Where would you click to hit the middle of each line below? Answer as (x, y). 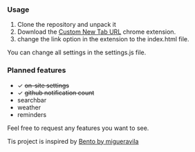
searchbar (32, 100)
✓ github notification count (56, 93)
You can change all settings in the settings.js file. (77, 52)
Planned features (37, 70)
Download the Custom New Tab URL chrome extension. (96, 32)
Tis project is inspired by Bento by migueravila (73, 141)
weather (29, 107)
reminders (32, 114)
